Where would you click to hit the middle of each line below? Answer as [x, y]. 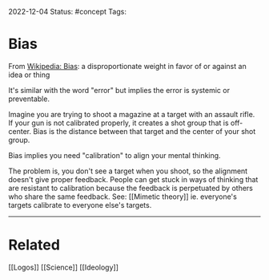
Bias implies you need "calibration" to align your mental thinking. [115, 155]
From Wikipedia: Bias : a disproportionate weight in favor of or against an [127, 66]
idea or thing [29, 75]
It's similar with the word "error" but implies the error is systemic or [119, 90]
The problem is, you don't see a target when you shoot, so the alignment [128, 171]
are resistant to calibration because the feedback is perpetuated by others [131, 188]
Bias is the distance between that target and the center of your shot [145, 131]
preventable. [29, 99]
